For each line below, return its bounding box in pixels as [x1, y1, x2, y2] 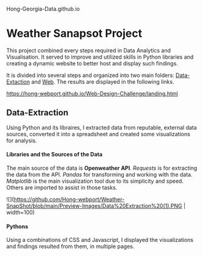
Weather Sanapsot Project [6, 27, 143, 40]
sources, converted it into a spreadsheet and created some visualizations [6, 130, 191, 137]
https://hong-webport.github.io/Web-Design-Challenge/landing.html [6, 90, 178, 97]
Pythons [6, 222, 29, 230]
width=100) [6, 208, 35, 216]
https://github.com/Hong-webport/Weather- [13, 196, 125, 203]
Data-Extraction [6, 108, 69, 118]
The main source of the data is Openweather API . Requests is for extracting [6, 164, 198, 172]
